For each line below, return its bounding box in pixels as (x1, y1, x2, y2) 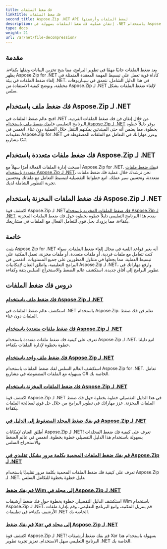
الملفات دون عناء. (5, 313, 39, 319)
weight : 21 (5, 30, 28, 35)
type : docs (5, 26, 28, 31)
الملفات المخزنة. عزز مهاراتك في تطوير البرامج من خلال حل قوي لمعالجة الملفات (5, 400, 155, 406)
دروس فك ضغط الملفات (5, 281, 72, 290)
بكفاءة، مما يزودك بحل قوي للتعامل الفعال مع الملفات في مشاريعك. (5, 218, 130, 224)
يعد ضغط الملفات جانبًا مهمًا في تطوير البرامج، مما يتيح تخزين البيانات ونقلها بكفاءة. (5, 67, 158, 73)
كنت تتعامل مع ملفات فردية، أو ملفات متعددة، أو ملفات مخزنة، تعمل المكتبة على (5, 251, 153, 257)
